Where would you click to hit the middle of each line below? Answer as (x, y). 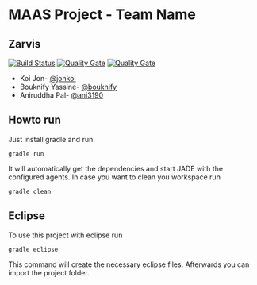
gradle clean (30, 191)
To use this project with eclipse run (65, 235)
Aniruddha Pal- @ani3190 (61, 95)
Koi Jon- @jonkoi (48, 78)
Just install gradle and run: (52, 139)
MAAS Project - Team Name (102, 15)
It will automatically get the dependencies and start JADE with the (116, 168)
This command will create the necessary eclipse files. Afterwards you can (129, 264)
